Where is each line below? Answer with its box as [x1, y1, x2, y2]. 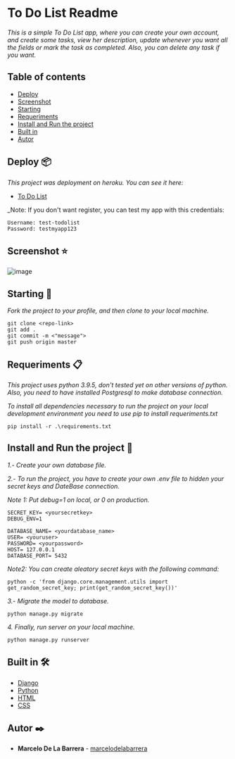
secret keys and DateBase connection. [7, 482, 120, 490]
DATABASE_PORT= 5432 [7, 552, 68, 559]
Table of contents [7, 71, 86, 83]
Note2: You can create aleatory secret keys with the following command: [7, 565, 220, 573]
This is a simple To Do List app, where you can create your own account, [7, 28, 220, 37]
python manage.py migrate [7, 610, 83, 617]
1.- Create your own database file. [7, 460, 107, 469]
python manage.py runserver [7, 636, 90, 644]
